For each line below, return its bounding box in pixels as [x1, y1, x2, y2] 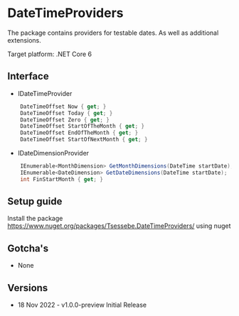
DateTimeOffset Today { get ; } [20, 109, 113, 116]
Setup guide [7, 195, 63, 207]
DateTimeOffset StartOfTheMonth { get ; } [20, 123, 144, 130]
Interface [7, 70, 49, 82]
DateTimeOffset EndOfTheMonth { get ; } [20, 129, 139, 136]
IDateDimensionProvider [17, 149, 90, 157]
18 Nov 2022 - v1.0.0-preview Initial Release [17, 300, 147, 310]
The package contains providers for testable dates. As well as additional [7, 28, 219, 37]
